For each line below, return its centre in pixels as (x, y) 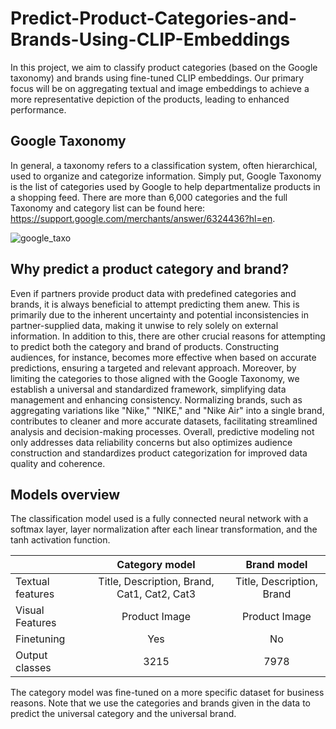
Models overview (65, 494)
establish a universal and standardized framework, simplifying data (148, 389)
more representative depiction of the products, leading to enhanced (150, 99)
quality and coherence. (58, 463)
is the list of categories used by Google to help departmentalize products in (165, 186)
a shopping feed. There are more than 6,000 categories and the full (149, 197)
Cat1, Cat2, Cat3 (156, 594)
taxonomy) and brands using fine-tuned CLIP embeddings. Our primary (157, 78)
